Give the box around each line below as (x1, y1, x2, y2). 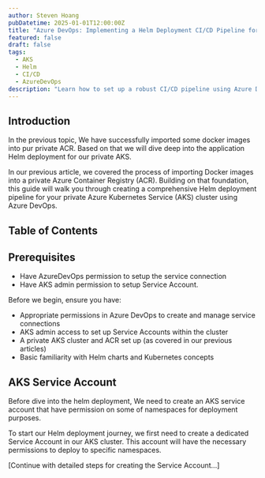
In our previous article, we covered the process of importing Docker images (8, 167, 254, 177)
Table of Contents (8, 224, 99, 237)
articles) (19, 344, 47, 354)
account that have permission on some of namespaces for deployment (8, 405, 238, 415)
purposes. (8, 413, 42, 423)
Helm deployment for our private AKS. (8, 152, 132, 162)
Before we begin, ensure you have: (8, 295, 122, 305)
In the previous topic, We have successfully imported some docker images (8, 135, 251, 145)
